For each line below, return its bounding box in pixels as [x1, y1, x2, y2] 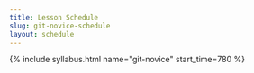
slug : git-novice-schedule [9, 21, 111, 30]
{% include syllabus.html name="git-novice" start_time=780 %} [9, 54, 246, 65]
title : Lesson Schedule [9, 12, 99, 22]
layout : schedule [9, 29, 75, 38]
